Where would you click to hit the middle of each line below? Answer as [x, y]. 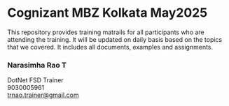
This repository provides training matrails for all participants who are [106, 32]
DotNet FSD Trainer [36, 80]
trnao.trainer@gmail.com [43, 95]
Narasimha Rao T [37, 65]
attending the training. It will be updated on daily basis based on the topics [115, 39]
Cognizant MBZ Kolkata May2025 [107, 13]
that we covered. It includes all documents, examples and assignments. [110, 47]
